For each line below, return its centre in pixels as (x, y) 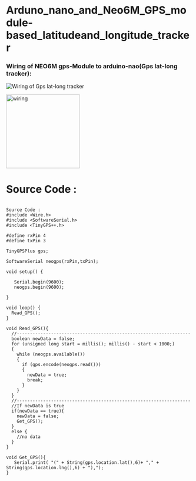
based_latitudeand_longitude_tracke (98, 35)
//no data (29, 437)
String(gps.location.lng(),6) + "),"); (55, 468)
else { (19, 432)
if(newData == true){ (38, 411)
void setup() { (25, 272)
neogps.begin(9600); (39, 287)
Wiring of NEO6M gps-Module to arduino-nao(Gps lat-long (92, 67)
